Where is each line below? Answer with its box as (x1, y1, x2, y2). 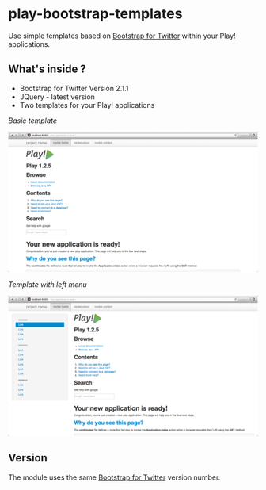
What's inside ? (8, 63, 87, 76)
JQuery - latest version (19, 92, 95, 101)
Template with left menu (8, 279, 87, 289)
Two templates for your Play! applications (19, 100, 155, 109)
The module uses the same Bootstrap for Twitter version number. (8, 473, 221, 482)
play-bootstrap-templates (8, 5, 183, 23)
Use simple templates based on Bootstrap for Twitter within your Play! (8, 31, 236, 40)
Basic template (8, 116, 58, 125)
